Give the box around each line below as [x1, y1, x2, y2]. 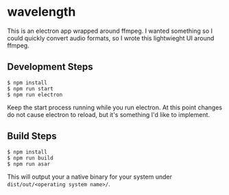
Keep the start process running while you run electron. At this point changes [7, 103, 223, 112]
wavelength [7, 4, 76, 20]
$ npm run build [7, 155, 53, 161]
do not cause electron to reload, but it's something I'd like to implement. [7, 110, 210, 118]
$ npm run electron [7, 91, 63, 98]
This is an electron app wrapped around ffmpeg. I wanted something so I [7, 27, 213, 35]
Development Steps [7, 61, 93, 73]
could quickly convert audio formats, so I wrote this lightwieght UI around [7, 34, 215, 42]
